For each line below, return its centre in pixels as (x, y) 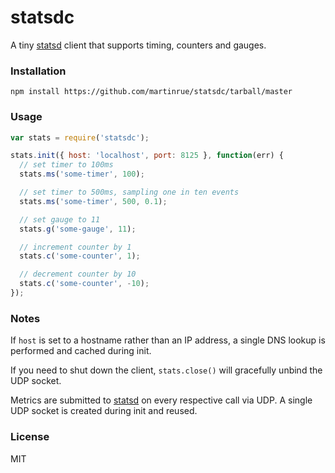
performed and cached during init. (81, 351)
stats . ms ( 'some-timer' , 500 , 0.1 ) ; (93, 201)
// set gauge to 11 (60, 219)
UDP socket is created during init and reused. (104, 411)
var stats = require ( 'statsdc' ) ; (80, 137)
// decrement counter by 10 (78, 274)
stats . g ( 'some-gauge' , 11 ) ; (78, 229)
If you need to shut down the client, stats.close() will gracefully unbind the (166, 370)
